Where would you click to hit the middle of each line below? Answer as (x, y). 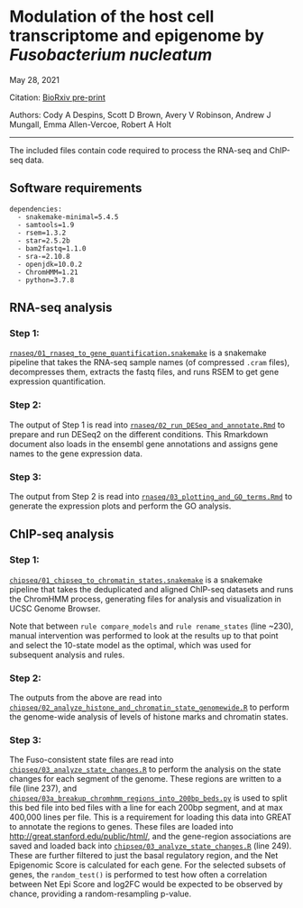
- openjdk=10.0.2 (50, 264)
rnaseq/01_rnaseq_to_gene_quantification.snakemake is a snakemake (138, 353)
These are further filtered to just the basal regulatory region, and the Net (144, 856)
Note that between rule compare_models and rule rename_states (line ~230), (151, 626)
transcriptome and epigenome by (137, 36)
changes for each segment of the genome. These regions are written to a (146, 779)
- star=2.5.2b (44, 241)
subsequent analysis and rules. (67, 655)
